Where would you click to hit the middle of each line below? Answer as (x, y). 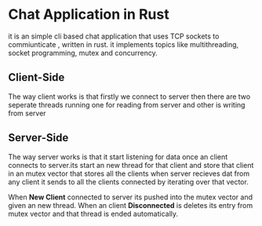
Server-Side (38, 138)
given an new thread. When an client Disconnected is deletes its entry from (131, 205)
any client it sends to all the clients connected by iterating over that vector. (128, 181)
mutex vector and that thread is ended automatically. (93, 213)
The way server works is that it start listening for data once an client (118, 157)
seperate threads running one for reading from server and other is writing (127, 104)
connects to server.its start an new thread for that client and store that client (131, 165)
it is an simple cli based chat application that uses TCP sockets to (114, 36)
